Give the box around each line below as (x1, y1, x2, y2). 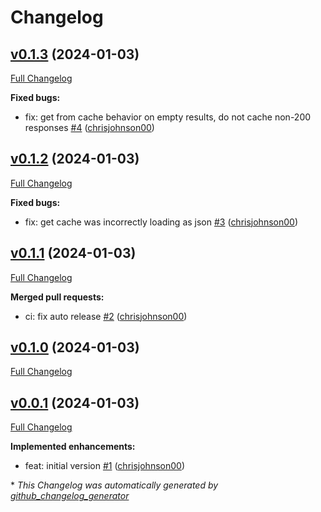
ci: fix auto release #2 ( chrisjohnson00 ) (24, 310, 188, 322)
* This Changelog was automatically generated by (10, 479, 219, 491)
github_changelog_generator (10, 490, 130, 502)
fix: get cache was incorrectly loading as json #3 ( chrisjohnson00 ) (24, 216, 299, 228)
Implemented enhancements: (10, 441, 136, 453)
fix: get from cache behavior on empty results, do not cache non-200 (24, 111, 312, 123)
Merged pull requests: (10, 291, 105, 303)
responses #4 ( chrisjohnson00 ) (24, 122, 155, 133)
